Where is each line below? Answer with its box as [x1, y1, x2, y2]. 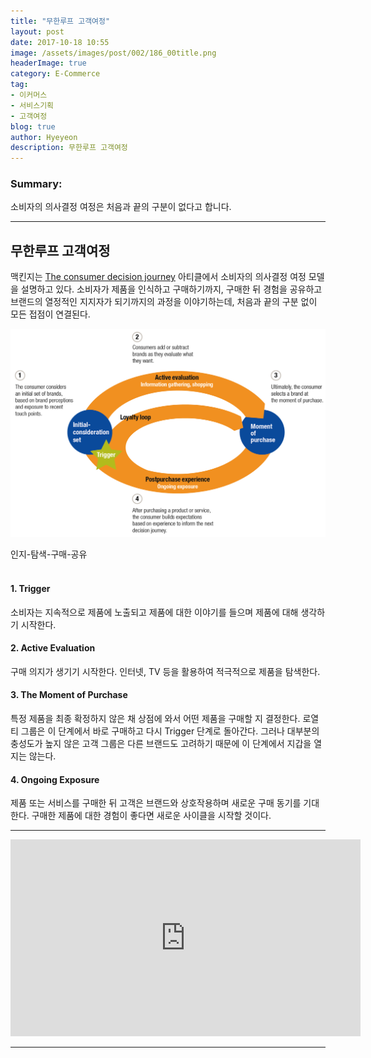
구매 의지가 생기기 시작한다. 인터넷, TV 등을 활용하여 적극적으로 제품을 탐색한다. [10, 665, 321, 677]
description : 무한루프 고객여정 [10, 143, 128, 153]
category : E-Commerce [10, 69, 101, 79]
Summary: [10, 177, 63, 191]
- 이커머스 [10, 90, 48, 100]
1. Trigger [10, 583, 51, 595]
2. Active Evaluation [10, 642, 96, 654]
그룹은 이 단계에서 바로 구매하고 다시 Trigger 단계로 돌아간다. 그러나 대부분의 [20, 725, 320, 737]
